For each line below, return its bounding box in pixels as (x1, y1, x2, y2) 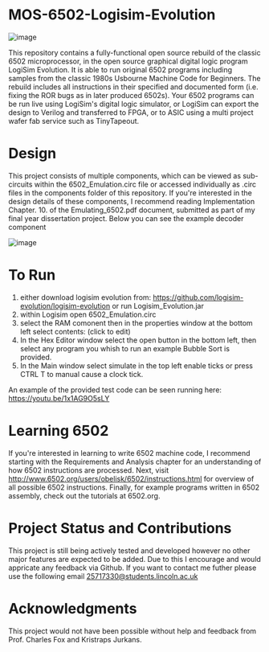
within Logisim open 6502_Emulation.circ (19, 310, 157, 319)
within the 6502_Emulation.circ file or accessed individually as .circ (34, 179, 257, 189)
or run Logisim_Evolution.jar (112, 301, 205, 310)
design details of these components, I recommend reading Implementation (8, 196, 255, 206)
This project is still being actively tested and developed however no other (8, 545, 251, 556)
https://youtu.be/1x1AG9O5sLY (8, 393, 110, 403)
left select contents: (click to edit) (19, 326, 131, 336)
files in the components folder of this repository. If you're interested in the (8, 187, 253, 198)
